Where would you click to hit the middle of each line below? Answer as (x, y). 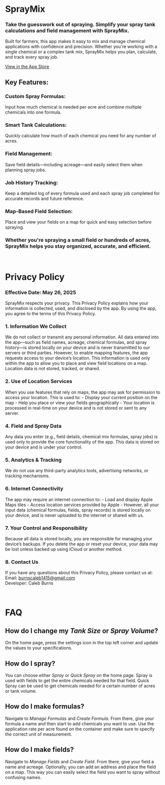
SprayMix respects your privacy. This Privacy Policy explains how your (77, 303)
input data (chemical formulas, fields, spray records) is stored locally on (78, 510)
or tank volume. (21, 691)
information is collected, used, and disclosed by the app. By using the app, (81, 308)
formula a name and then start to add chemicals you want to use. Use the (80, 723)
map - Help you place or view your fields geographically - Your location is (80, 403)
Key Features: (27, 82)
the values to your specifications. (39, 648)
